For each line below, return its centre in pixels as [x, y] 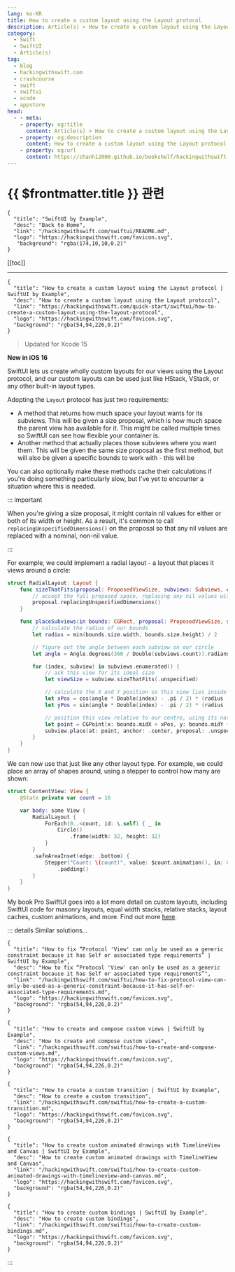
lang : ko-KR [24, 14]
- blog [23, 66]
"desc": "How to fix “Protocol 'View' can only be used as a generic [117, 968]
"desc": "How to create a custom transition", [83, 1096]
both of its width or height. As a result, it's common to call [91, 520]
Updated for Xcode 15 [56, 344]
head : [15, 111]
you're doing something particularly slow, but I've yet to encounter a [106, 478]
